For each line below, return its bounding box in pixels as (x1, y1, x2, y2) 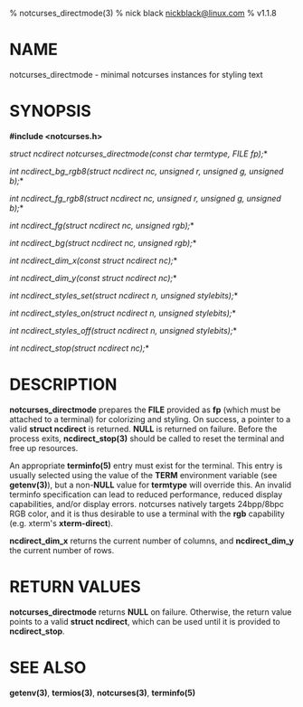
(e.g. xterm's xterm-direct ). (9, 517, 114, 528)
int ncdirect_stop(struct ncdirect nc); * (9, 343, 149, 353)
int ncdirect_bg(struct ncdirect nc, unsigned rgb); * (9, 237, 197, 248)
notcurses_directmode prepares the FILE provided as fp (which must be (9, 404, 281, 415)
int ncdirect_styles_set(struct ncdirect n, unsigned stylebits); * (9, 289, 238, 301)
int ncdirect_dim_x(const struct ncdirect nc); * (9, 255, 178, 266)
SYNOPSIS (9, 101, 92, 121)
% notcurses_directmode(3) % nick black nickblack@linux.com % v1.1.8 (9, 8, 278, 18)
